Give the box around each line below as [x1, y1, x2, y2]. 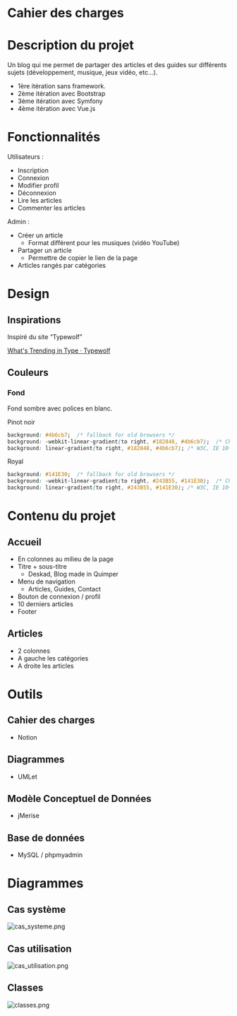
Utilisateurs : [7, 153, 44, 161]
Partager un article [17, 246, 72, 255]
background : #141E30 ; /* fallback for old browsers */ [7, 471, 175, 478]
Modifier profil [17, 182, 59, 190]
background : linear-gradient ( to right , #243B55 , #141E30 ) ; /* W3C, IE [7, 484, 219, 492]
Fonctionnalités [7, 129, 101, 146]
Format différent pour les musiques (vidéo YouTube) [28, 239, 180, 247]
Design [7, 286, 50, 302]
